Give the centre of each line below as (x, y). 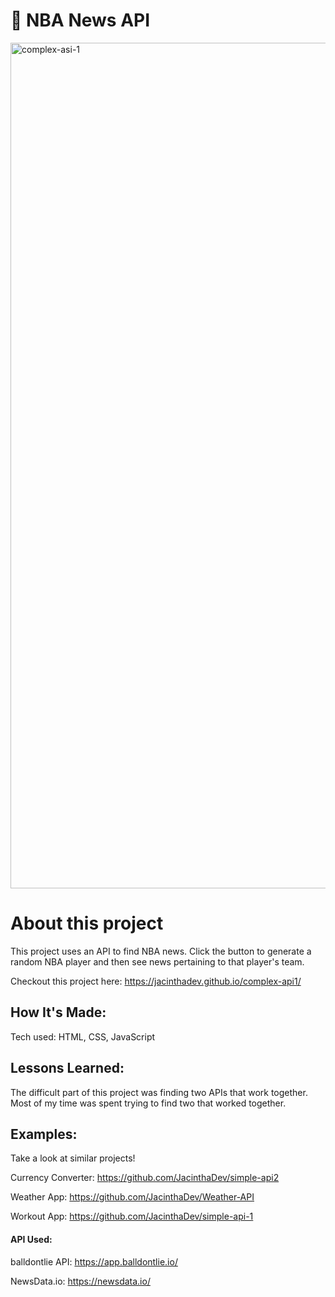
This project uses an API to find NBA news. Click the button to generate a (161, 951)
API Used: (31, 1239)
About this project (87, 923)
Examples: (44, 1134)
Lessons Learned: (67, 1068)
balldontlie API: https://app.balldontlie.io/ (94, 1261)
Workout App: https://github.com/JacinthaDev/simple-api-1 (132, 1216)
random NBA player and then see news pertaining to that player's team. (157, 961)
